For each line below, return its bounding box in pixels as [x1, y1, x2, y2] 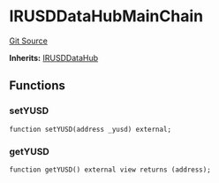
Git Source [9, 35, 49, 46]
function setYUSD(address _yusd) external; [9, 125, 172, 133]
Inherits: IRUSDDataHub [9, 52, 99, 63]
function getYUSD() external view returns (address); [9, 165, 212, 174]
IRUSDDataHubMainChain [9, 6, 204, 27]
